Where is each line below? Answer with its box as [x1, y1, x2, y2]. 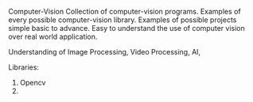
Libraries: [8, 62, 40, 72]
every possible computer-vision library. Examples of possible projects [8, 15, 237, 25]
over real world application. [8, 32, 98, 41]
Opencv [19, 78, 46, 87]
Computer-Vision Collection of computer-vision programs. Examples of [8, 7, 241, 16]
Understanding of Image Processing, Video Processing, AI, [8, 47, 201, 56]
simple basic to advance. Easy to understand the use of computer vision [8, 24, 245, 32]
